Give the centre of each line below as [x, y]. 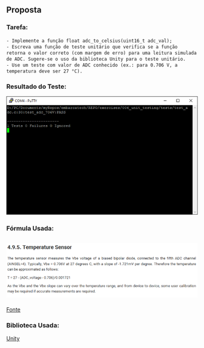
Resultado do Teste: [36, 86]
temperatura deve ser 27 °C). [45, 71]
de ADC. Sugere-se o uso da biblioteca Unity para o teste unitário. [96, 59]
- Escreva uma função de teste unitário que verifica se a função [92, 47]
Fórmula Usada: [30, 229]
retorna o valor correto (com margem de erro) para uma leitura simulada [102, 53]
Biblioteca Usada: [33, 325]
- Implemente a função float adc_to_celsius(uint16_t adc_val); [89, 41]
